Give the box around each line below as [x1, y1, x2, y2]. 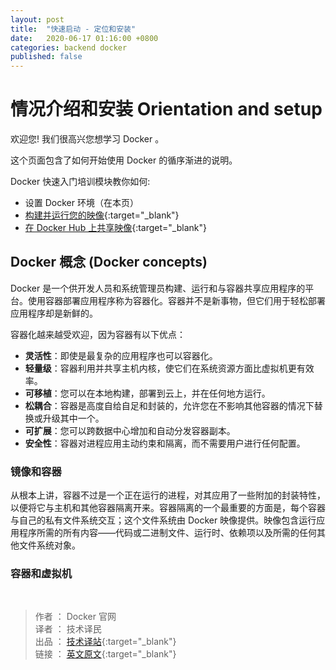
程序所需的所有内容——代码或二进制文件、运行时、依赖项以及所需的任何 [18, 527, 317, 539]
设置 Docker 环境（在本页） [24, 197, 139, 209]
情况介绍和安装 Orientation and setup [10, 98, 323, 121]
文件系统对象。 [18, 539, 81, 551]
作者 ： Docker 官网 [34, 611, 117, 623]
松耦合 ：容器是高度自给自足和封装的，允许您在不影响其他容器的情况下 [24, 399, 315, 411]
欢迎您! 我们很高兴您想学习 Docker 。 [10, 133, 165, 145]
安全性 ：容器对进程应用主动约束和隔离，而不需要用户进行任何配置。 [24, 437, 306, 449]
